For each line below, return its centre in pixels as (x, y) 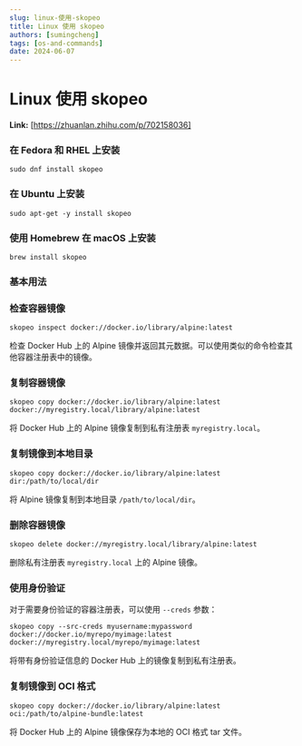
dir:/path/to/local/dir (54, 481)
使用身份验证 (38, 588)
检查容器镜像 (38, 308)
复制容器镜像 (38, 383)
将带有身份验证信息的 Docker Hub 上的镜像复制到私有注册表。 (126, 661)
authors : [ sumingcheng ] (54, 34)
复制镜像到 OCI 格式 (53, 686)
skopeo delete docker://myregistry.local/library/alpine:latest (133, 545)
